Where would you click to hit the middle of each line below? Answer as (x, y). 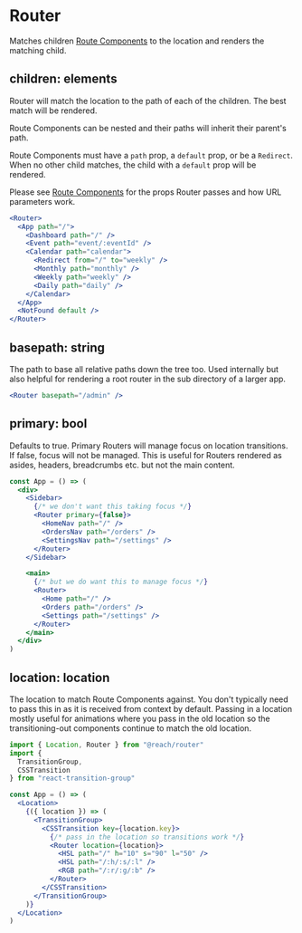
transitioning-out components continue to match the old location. (130, 728)
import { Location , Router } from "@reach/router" (107, 745)
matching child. (38, 50)
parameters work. (42, 201)
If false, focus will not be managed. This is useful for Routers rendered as (146, 455)
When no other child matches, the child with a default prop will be (133, 165)
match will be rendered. (53, 111)
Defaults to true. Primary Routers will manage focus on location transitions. (149, 446)
